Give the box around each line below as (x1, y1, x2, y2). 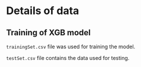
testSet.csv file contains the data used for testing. (6, 55, 130, 61)
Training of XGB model (6, 28, 91, 38)
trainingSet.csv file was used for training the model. (6, 43, 136, 50)
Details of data (6, 4, 79, 18)
